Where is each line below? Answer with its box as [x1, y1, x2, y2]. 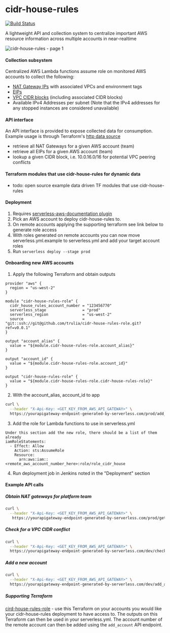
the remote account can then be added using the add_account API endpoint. [5, 621, 163, 627]
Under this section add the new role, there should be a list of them [5, 430, 157, 435]
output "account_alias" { [5, 338, 60, 343]
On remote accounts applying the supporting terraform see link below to [12, 221, 163, 227]
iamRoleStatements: [5, 439, 47, 444]
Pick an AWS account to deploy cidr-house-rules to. [12, 216, 121, 222]
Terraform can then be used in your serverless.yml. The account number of [5, 616, 163, 622]
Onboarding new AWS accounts [5, 260, 74, 266]
